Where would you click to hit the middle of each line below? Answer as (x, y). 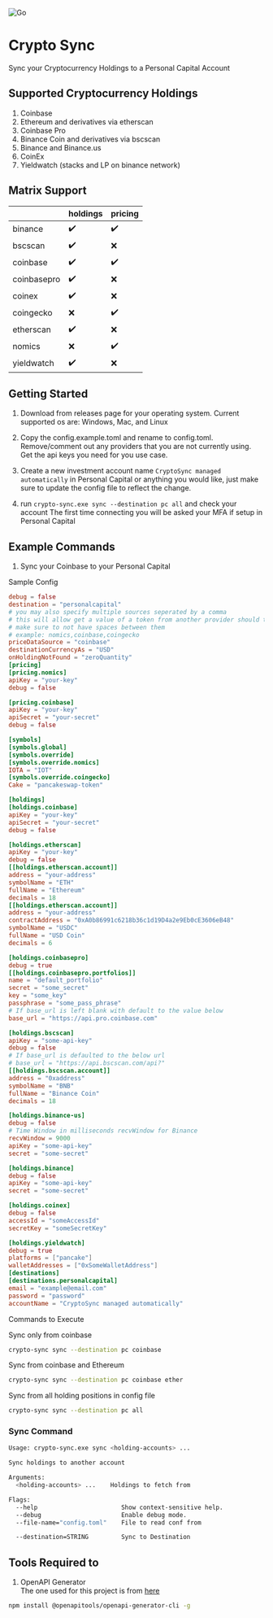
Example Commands (62, 546)
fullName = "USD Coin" (47, 935)
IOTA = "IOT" (30, 770)
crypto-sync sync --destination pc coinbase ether (96, 1380)
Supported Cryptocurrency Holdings (103, 94)
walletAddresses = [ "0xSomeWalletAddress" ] (83, 1266)
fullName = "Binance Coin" (54, 1093)
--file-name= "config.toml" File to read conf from (108, 1522)
